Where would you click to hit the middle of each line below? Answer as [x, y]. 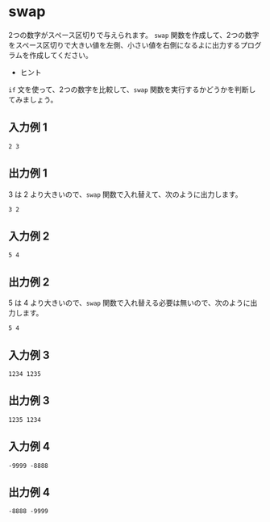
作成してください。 [61, 55]
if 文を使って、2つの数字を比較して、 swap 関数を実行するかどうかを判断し [132, 89]
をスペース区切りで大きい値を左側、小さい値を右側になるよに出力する [125, 45]
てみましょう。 [33, 99]
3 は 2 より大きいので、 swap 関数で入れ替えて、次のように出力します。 [125, 194]
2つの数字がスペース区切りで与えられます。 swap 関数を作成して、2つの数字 [134, 35]
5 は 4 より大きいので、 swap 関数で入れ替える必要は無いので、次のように [129, 303]
